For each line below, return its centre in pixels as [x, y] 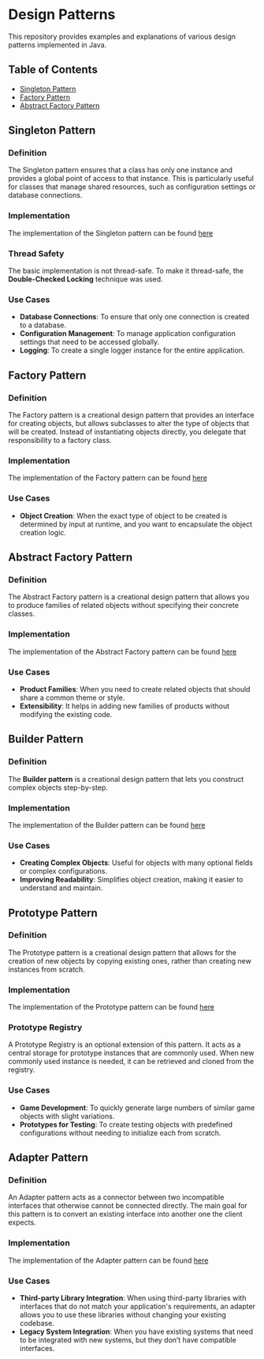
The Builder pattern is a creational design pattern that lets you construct [126, 779]
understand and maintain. [61, 888]
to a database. [43, 325]
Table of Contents [53, 70]
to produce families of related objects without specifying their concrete [123, 606]
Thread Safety [36, 253]
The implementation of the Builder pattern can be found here [107, 825]
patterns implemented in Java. [58, 44]
